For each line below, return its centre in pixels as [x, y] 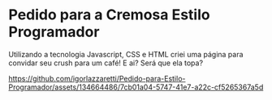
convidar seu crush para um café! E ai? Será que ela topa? [106, 63]
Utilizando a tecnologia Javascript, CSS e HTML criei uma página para [126, 54]
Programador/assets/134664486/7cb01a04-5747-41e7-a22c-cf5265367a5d [136, 87]
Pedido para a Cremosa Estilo [109, 15]
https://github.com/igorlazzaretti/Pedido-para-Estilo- [97, 78]
